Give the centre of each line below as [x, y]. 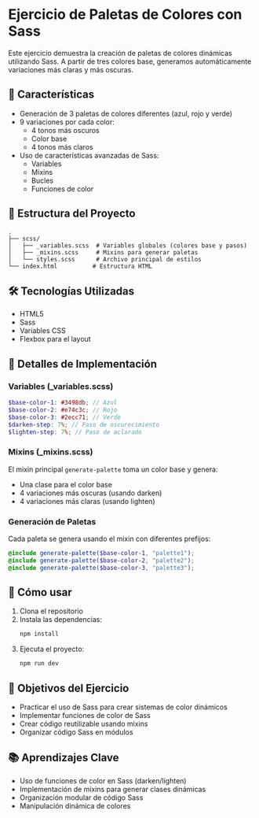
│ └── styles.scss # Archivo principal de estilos [105, 259]
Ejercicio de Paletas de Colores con [125, 15]
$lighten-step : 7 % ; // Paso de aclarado [75, 432]
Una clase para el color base [66, 484]
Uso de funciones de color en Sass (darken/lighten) [103, 780]
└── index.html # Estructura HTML [80, 266]
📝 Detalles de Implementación [82, 364]
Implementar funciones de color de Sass [85, 716]
